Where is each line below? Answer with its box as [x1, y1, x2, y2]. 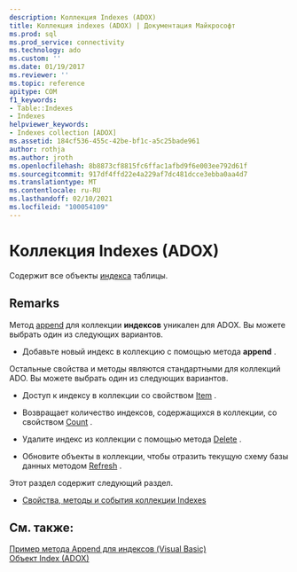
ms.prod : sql [9, 29, 58, 38]
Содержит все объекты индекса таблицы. [9, 270, 168, 280]
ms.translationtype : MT [9, 178, 98, 187]
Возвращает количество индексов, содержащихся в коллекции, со [21, 407, 277, 418]
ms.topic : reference [9, 79, 86, 88]
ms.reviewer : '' [9, 71, 69, 80]
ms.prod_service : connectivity [9, 37, 125, 47]
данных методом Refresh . [21, 460, 122, 471]
